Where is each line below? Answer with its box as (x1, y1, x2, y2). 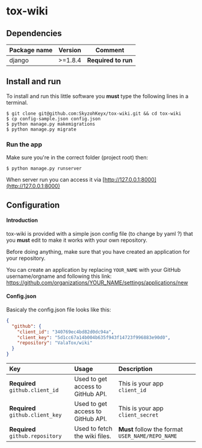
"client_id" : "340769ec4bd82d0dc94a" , (17, 329, 114, 335)
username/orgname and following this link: (6, 272, 112, 280)
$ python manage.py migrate (6, 126, 77, 132)
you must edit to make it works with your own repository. (6, 236, 148, 244)
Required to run (87, 56, 133, 64)
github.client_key (9, 412, 62, 419)
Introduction (6, 216, 38, 224)
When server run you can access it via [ (6, 176, 105, 183)
